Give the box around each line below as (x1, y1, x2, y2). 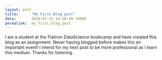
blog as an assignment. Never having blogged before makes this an (5, 40, 141, 45)
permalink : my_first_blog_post (5, 20, 71, 26)
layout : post (5, 7, 32, 12)
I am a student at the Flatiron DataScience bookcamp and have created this (5, 34, 157, 40)
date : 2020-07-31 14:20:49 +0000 (5, 16, 87, 21)
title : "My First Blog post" (5, 12, 76, 17)
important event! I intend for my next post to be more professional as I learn (5, 44, 158, 50)
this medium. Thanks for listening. (5, 50, 73, 56)
